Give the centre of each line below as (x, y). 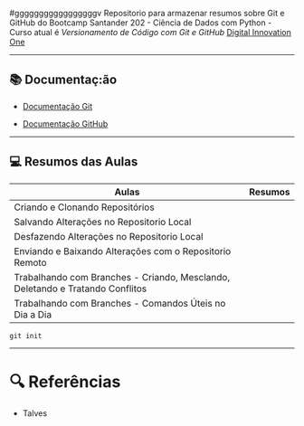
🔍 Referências (65, 381)
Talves (35, 413)
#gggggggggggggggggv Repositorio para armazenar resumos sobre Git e (147, 13)
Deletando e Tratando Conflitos (81, 289)
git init (26, 336)
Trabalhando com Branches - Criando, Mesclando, (122, 277)
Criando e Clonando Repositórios (85, 207)
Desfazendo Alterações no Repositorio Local (109, 236)
